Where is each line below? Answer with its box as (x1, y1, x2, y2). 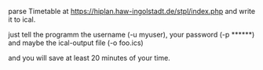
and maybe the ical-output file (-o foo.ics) (8, 38, 144, 47)
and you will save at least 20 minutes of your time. (8, 54, 170, 62)
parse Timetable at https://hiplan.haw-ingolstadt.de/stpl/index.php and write (8, 7, 256, 16)
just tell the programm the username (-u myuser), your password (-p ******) (8, 30, 255, 39)
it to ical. (8, 15, 36, 24)
